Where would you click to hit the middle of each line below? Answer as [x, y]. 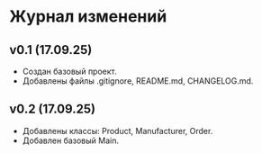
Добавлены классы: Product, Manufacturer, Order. [117, 130]
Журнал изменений [88, 17]
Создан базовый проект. [69, 71]
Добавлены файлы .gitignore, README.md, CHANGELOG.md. [138, 81]
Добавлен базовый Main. [71, 140]
